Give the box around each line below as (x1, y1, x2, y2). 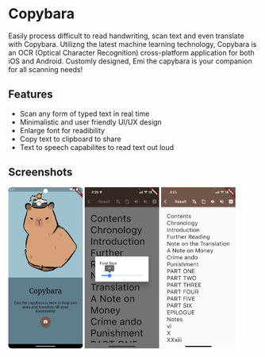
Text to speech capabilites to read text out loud (19, 142, 175, 152)
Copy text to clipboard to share (19, 134, 121, 144)
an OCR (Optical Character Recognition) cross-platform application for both (8, 48, 255, 57)
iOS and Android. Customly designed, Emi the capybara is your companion (8, 56, 252, 66)
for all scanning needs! (8, 64, 83, 74)
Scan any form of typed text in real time (19, 109, 150, 118)
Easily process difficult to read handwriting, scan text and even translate (8, 31, 244, 40)
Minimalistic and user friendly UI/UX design (19, 117, 163, 127)
